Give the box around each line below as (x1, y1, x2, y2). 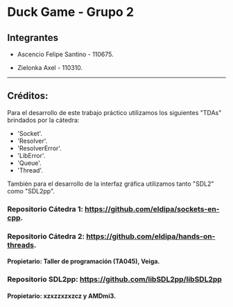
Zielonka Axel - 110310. (17, 64, 83, 71)
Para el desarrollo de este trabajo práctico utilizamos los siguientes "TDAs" (7, 108, 222, 116)
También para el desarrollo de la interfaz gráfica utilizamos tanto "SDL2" (7, 179, 214, 188)
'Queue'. (17, 159, 42, 167)
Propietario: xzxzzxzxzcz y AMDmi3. (7, 292, 116, 300)
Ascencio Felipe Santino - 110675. (17, 50, 114, 58)
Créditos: (7, 90, 49, 102)
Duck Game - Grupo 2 (7, 4, 134, 20)
